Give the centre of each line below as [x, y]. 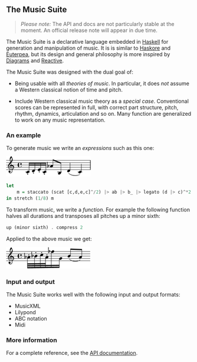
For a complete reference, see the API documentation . [72, 353]
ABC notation [31, 318]
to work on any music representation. [60, 120]
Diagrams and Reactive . [35, 60]
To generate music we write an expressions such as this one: [80, 148]
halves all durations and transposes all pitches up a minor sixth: [83, 216]
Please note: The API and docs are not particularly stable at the [97, 24]
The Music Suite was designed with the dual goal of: [70, 72]
